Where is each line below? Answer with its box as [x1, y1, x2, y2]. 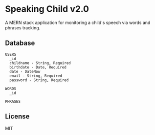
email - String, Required [9, 73, 63, 78]
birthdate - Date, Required [9, 65, 67, 69]
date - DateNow [9, 69, 41, 74]
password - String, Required [9, 77, 69, 83]
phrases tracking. [5, 24, 41, 30]
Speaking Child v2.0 [5, 3, 89, 15]
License [5, 112, 30, 121]
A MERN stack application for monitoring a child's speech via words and [5, 20, 151, 25]
